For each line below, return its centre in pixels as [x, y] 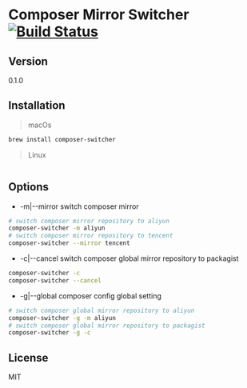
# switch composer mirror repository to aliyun [89, 221]
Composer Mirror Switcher [99, 15]
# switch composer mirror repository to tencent [91, 236]
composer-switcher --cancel [55, 280]
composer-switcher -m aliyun [57, 228]
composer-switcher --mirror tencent [69, 243]
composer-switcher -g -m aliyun [62, 318]
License [28, 358]
